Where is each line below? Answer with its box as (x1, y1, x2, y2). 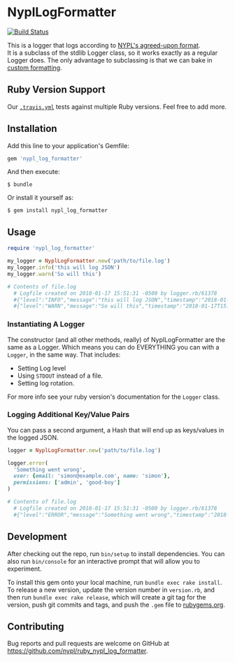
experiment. (7, 564, 42, 573)
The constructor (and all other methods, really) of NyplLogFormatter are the (7, 335, 226, 344)
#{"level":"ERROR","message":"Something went (13, 511, 149, 518)
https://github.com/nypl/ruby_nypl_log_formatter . (7, 647, 148, 655)
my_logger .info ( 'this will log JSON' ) (7, 264, 120, 271)
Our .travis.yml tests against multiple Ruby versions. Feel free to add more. (7, 102, 227, 111)
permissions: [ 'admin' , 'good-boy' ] (13, 479, 120, 486)
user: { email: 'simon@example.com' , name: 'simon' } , (13, 472, 171, 479)
